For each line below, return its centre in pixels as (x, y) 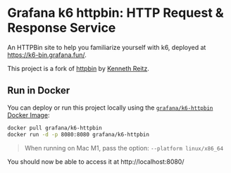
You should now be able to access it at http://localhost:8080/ (96, 161)
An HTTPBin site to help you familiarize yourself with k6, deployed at (107, 47)
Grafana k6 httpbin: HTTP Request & (115, 13)
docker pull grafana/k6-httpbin (55, 128)
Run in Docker (39, 90)
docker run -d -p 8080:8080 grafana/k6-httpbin (79, 134)
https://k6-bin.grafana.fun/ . (47, 55)
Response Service (62, 28)
